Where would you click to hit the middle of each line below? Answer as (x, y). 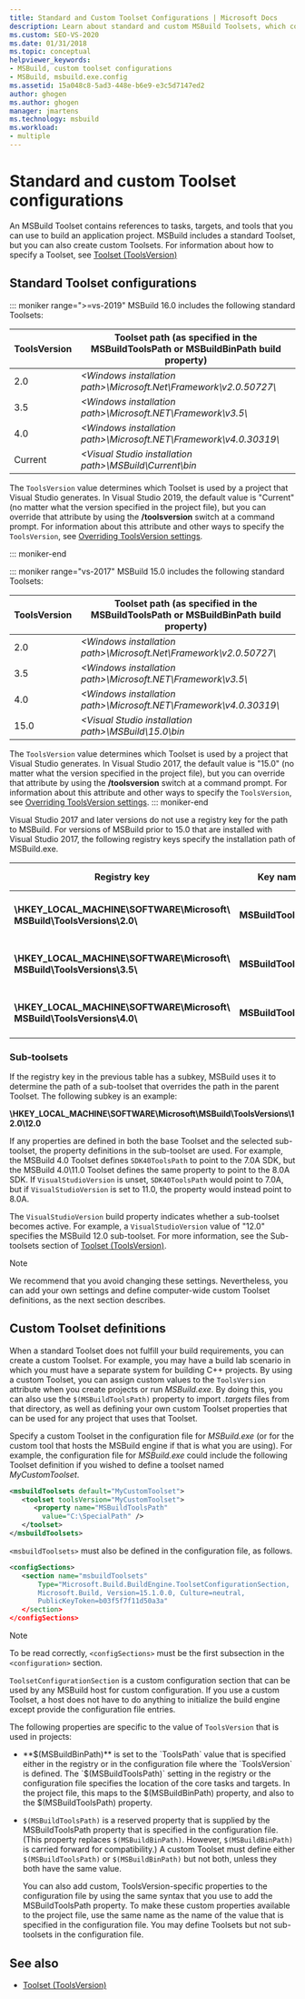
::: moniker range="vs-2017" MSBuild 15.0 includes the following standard (147, 571)
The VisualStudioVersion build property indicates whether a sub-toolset (144, 1216)
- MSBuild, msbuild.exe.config (69, 77)
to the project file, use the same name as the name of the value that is (153, 1915)
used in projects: (41, 1737)
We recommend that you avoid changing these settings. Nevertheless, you (149, 1281)
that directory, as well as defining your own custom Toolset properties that (148, 1408)
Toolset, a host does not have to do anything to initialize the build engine (145, 1700)
